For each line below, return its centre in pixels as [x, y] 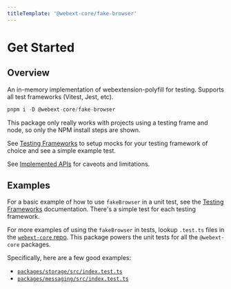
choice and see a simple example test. [61, 150]
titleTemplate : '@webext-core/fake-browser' [72, 13]
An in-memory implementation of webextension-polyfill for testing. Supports [115, 89]
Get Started [41, 47]
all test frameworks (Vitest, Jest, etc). [60, 96]
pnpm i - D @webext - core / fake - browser [61, 109]
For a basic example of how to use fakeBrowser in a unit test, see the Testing [115, 202]
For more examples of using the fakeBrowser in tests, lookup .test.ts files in [116, 230]
